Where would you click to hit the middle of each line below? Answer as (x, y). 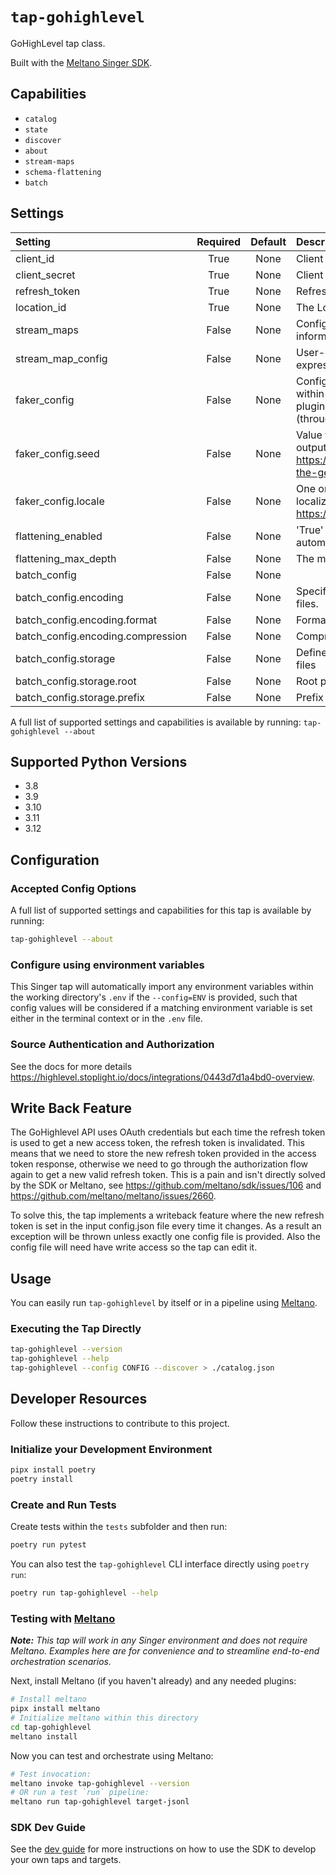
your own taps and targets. (66, 1860)
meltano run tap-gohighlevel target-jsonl (100, 1802)
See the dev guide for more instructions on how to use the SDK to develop (163, 1849)
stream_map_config (61, 358)
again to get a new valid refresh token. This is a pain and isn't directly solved (168, 1175)
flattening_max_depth (66, 558)
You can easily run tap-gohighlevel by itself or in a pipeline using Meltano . (164, 1303)
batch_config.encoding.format (86, 620)
